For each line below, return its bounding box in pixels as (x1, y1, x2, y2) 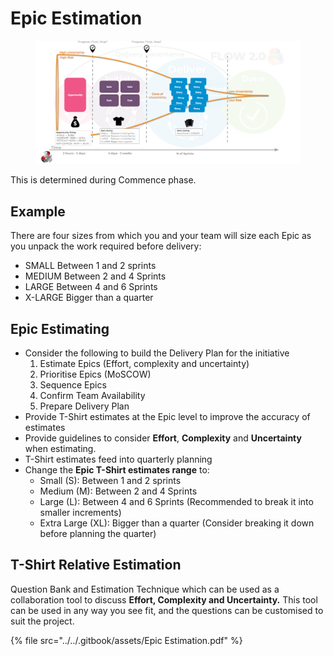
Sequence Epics (39, 379, 107, 391)
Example (10, 203, 66, 220)
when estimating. (24, 443, 97, 455)
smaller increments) (39, 507, 122, 519)
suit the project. (10, 615, 75, 627)
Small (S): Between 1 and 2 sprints (39, 475, 182, 487)
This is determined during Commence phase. (10, 174, 197, 186)
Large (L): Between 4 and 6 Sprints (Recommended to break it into (39, 496, 314, 508)
